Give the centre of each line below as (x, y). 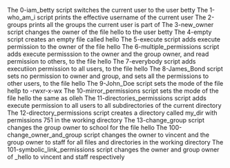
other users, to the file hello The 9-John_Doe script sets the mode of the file (115, 83)
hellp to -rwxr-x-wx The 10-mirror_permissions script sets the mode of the (113, 91)
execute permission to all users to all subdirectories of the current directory (115, 105)
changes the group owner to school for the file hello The (87, 128)
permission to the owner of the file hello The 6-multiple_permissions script (113, 47)
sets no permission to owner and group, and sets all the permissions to (108, 76)
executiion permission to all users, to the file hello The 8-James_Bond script (115, 69)
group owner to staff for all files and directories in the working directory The (115, 142)
